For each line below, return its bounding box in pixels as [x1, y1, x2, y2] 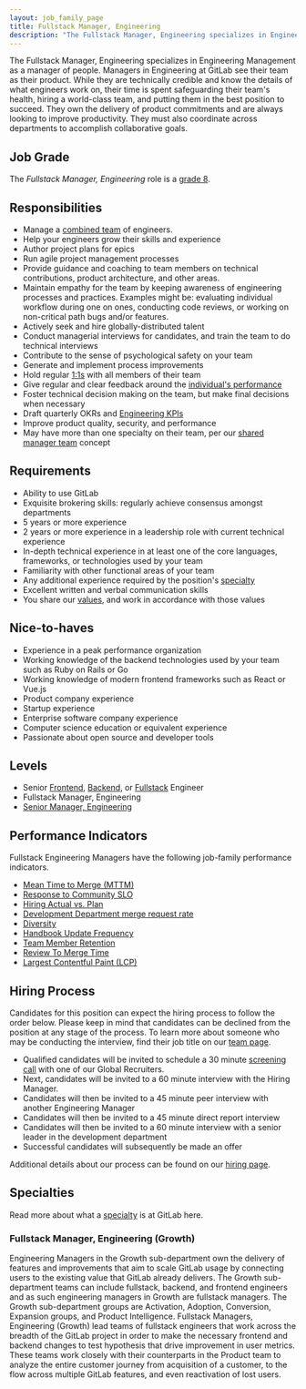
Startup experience [22, 702, 96, 713]
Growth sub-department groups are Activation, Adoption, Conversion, [9, 1302, 271, 1312]
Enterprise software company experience [22, 712, 178, 723]
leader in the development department [22, 1131, 168, 1143]
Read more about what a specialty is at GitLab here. [9, 1209, 203, 1220]
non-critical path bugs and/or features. [22, 312, 169, 322]
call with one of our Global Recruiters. [22, 1064, 165, 1075]
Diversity [22, 918, 56, 929]
